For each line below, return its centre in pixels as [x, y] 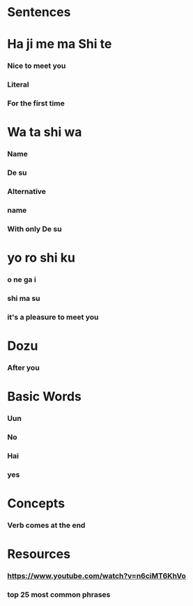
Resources [39, 554]
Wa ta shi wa [45, 132]
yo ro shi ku [41, 258]
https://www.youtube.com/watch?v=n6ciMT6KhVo [96, 576]
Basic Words [45, 397]
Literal [18, 84]
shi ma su [24, 298]
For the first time [36, 103]
